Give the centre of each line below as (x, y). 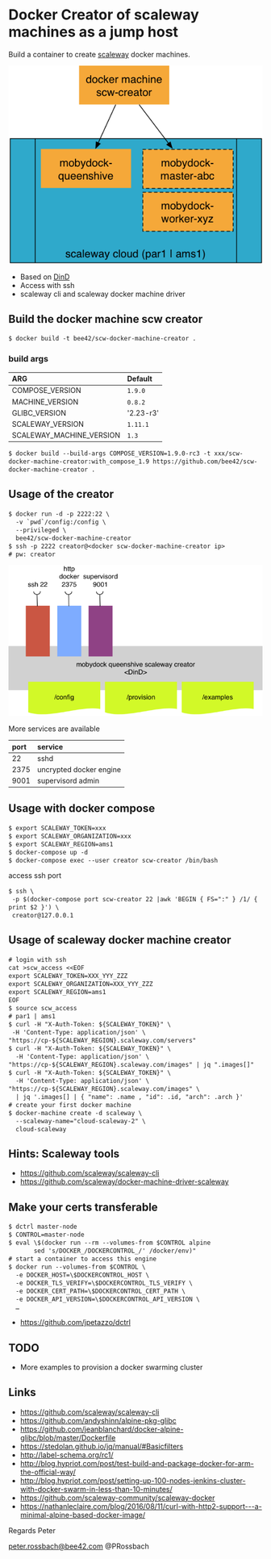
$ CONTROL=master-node (46, 1235)
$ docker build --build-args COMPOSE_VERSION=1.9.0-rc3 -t (110, 453)
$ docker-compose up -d (48, 852)
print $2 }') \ (34, 907)
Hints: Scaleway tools (64, 1154)
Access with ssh (47, 285)
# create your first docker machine (70, 1105)
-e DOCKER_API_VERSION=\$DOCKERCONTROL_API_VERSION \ (108, 1300)
